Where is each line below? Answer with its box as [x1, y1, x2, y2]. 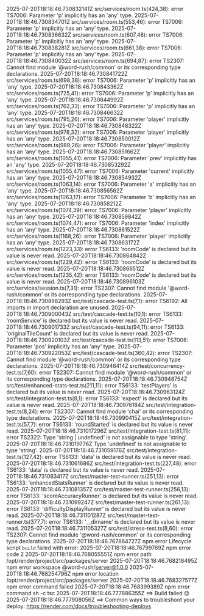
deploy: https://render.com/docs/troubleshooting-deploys [6, 603, 152, 610]
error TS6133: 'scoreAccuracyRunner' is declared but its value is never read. [6, 492, 198, 499]
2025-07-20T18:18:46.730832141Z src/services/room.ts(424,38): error [6, 5, 184, 12]
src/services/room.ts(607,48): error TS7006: [72, 31, 185, 38]
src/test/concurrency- [130, 362, 185, 369]
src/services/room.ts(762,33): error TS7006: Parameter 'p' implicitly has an [6, 103, 195, 109]
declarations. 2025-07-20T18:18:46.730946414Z [6, 362, 129, 369]
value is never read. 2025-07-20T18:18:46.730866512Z [6, 265, 145, 272]
